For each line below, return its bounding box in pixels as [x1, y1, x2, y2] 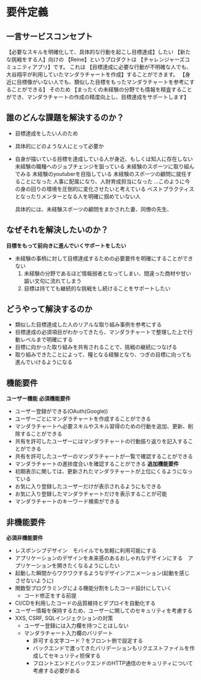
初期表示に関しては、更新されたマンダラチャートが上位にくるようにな [14, 468, 188, 475]
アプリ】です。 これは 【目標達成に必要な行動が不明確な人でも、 [32, 64, 192, 70]
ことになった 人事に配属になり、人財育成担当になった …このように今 [20, 178, 190, 185]
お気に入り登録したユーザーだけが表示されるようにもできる [14, 483, 162, 490]
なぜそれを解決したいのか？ [6, 225, 109, 235]
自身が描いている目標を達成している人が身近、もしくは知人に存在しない [14, 155, 193, 162]
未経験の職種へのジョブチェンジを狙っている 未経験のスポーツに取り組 [14, 163, 190, 170]
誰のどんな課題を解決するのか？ [6, 112, 124, 123]
